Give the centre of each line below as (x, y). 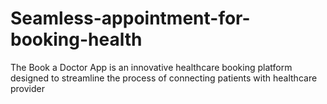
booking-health (76, 39)
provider (27, 88)
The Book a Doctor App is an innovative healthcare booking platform (151, 67)
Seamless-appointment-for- (130, 18)
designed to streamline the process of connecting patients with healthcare (164, 78)
